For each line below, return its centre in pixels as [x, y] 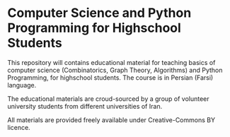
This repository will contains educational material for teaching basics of [111, 62]
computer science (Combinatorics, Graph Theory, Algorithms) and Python [115, 70]
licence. [19, 127]
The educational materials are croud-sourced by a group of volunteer [109, 99]
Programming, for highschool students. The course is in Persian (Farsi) [110, 77]
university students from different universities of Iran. [85, 106]
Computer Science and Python [99, 13]
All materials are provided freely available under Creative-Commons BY [111, 120]
